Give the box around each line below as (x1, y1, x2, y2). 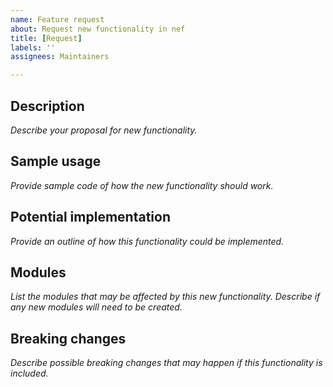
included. (10, 367, 49, 380)
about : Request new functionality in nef (10, 24, 186, 34)
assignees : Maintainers (10, 52, 110, 62)
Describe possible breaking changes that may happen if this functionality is (10, 357, 323, 369)
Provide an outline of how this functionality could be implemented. (10, 235, 285, 247)
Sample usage (10, 153, 102, 170)
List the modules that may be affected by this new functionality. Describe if (10, 291, 321, 303)
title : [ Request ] (10, 33, 83, 43)
